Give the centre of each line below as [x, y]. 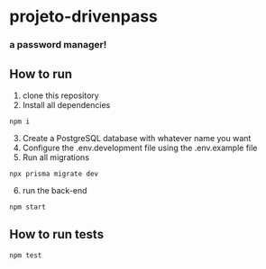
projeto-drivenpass [83, 17]
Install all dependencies [66, 104]
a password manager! [58, 45]
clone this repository [60, 95]
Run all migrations [56, 157]
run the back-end [55, 190]
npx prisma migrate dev [54, 174]
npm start [28, 207]
